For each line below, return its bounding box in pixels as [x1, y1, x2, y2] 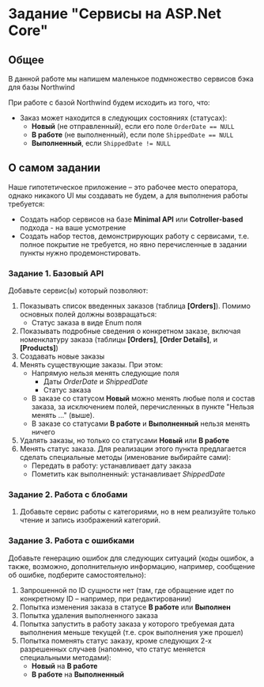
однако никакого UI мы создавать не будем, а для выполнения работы [8, 191, 248, 200]
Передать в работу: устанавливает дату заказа [31, 461, 192, 471]
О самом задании [8, 161, 101, 175]
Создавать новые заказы [19, 351, 105, 361]
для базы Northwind [8, 82, 75, 92]
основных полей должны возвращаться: [19, 309, 157, 319]
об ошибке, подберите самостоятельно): [8, 570, 146, 579]
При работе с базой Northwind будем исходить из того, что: [8, 98, 211, 107]
